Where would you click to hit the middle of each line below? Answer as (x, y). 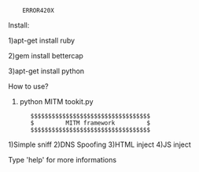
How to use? (28, 86)
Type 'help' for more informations (62, 160)
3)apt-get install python (46, 71)
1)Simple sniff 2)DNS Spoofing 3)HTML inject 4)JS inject (99, 144)
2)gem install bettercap (46, 56)
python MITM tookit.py (56, 101)
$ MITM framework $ (90, 123)
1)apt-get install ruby (42, 40)
